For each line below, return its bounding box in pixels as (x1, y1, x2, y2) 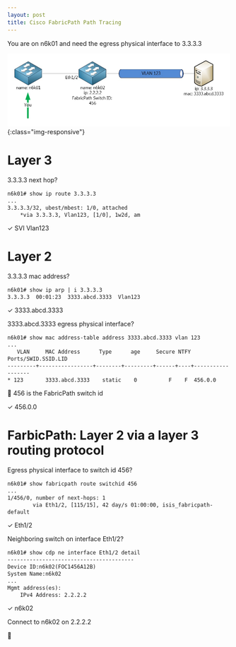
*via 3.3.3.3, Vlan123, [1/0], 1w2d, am (20, 211, 141, 218)
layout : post (7, 11, 46, 18)
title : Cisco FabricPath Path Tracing (7, 18, 122, 26)
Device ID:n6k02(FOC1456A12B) (7, 563, 97, 570)
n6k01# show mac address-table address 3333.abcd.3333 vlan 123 (7, 334, 201, 341)
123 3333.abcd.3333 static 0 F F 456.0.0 (13, 376, 217, 384)
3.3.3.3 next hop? (7, 175, 58, 184)
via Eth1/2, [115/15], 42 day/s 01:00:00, (33, 501, 160, 509)
